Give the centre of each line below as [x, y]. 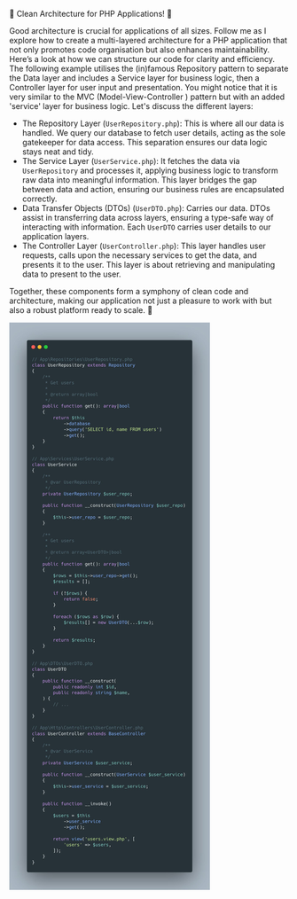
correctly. [39, 199]
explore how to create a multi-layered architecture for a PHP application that [148, 40]
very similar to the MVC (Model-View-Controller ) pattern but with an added [147, 97]
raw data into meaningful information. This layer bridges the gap [139, 180]
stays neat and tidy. [58, 152]
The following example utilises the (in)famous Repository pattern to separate [149, 68]
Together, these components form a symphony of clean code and [129, 291]
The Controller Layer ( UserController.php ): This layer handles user [144, 246]
